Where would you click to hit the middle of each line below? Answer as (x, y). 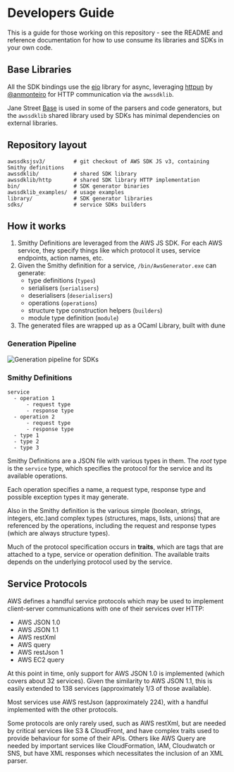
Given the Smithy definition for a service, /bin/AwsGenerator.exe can (117, 265)
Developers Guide (61, 13)
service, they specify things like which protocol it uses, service (109, 251)
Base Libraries (39, 70)
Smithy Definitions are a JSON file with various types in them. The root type (117, 461)
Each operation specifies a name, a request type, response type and (106, 489)
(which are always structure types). (59, 533)
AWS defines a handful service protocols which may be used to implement (116, 601)
